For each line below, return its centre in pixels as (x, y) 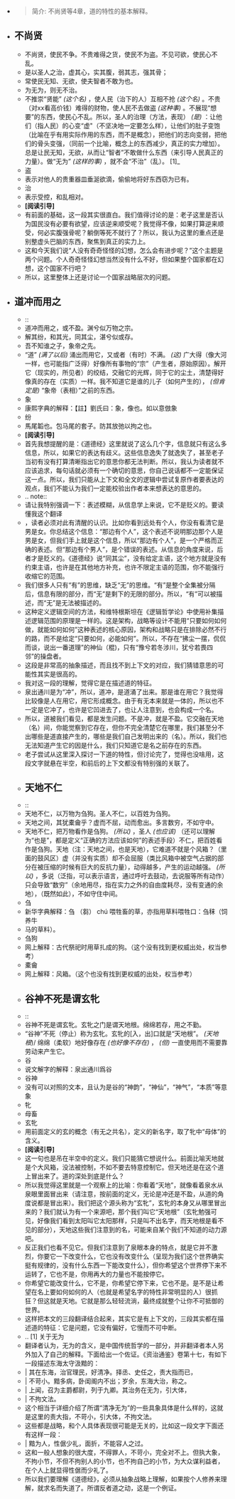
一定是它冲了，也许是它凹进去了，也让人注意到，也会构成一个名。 (121, 709)
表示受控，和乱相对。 (56, 197)
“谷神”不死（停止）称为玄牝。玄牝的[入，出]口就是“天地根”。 (113, 1034)
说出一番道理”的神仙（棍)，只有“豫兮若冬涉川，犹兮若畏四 (129, 647)
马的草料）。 (42, 929)
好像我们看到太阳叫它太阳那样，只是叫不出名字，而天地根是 (124, 1221)
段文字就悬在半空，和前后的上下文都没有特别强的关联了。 (109, 763)
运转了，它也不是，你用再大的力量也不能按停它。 (96, 1274)
